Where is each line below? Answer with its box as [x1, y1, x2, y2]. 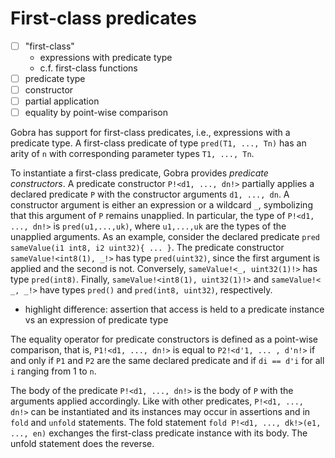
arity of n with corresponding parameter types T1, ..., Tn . [10, 148, 255, 160]
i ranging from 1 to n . [10, 365, 97, 377]
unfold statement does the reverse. [10, 438, 155, 450]
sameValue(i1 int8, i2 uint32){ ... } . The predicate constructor [10, 242, 285, 254]
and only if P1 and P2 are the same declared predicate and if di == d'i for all [10, 355, 325, 367]
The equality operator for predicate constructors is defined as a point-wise [10, 333, 319, 346]
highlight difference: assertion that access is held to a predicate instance [24, 303, 325, 316]
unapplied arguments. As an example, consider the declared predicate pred [10, 231, 320, 243]
